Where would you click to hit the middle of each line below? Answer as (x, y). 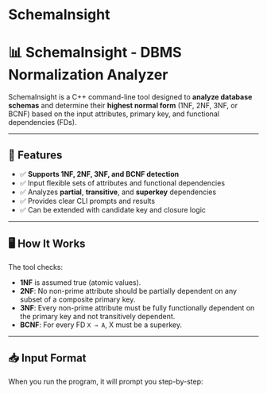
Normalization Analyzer (88, 75)
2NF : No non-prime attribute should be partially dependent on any (128, 291)
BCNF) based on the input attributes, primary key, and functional (114, 114)
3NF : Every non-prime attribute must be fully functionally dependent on (137, 307)
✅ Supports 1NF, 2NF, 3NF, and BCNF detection (99, 174)
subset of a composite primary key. (77, 299)
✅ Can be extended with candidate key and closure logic (113, 209)
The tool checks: (36, 267)
